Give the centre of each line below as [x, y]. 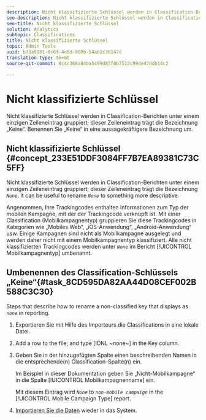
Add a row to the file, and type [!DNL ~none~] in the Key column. [97, 343]
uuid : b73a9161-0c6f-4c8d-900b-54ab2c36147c [64, 52]
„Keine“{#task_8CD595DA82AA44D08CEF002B [101, 282]
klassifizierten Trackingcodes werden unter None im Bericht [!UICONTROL [99, 247]
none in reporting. [28, 313]
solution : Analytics [33, 29]
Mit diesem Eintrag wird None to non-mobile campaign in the [89, 392]
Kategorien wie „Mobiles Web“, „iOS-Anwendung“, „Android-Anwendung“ [99, 227]
